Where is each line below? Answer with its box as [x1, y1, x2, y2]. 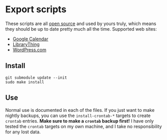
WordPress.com [12, 46, 47, 53]
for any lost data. [5, 129, 41, 135]
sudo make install [5, 79, 44, 85]
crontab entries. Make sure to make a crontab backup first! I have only [5, 118, 154, 124]
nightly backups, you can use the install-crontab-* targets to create [5, 112, 151, 119]
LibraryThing [12, 41, 40, 47]
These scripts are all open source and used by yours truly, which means [5, 20, 156, 27]
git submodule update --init [5, 75, 67, 80]
